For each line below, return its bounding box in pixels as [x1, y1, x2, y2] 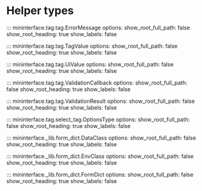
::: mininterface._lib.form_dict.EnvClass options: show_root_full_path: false [6, 152, 194, 160]
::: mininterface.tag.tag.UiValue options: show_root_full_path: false [6, 61, 174, 68]
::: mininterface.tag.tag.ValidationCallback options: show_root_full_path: [6, 79, 188, 86]
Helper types [6, 4, 74, 18]
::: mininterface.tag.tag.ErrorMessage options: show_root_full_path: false [6, 24, 190, 31]
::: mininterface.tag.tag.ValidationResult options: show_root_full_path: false [6, 97, 195, 105]
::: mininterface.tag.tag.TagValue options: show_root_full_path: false [6, 42, 178, 50]
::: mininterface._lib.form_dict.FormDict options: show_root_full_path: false [6, 171, 193, 178]
